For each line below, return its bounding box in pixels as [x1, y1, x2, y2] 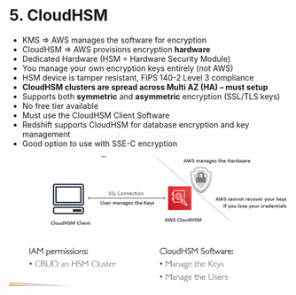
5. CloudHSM [9, 5, 108, 26]
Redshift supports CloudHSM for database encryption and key [21, 119, 250, 129]
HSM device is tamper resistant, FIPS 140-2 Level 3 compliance [21, 72, 254, 82]
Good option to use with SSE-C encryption [21, 138, 178, 149]
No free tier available [21, 100, 99, 111]
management [21, 128, 71, 139]
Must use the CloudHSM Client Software [21, 110, 170, 120]
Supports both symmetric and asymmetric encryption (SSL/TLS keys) [21, 90, 281, 102]
